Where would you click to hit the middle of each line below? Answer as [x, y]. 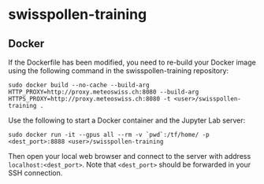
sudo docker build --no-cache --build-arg [79, 85]
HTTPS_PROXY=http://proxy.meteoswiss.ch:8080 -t [89, 99]
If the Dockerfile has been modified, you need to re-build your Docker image [132, 62]
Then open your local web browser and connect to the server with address [130, 156]
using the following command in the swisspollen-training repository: [119, 71]
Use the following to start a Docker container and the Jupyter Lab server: [127, 120]
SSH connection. [35, 173]
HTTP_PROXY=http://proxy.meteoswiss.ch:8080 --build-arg [104, 92]
